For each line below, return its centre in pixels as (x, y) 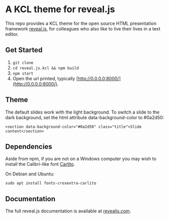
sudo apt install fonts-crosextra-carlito (51, 184)
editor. (12, 34)
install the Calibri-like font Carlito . (40, 164)
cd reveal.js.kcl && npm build (46, 68)
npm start (23, 74)
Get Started (24, 50)
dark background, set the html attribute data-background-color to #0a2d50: (85, 117)
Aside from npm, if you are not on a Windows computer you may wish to (81, 159)
